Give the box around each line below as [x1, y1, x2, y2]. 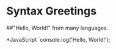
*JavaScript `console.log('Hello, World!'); [6, 36, 111, 43]
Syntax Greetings [6, 4, 96, 18]
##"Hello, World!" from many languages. [6, 24, 109, 31]
